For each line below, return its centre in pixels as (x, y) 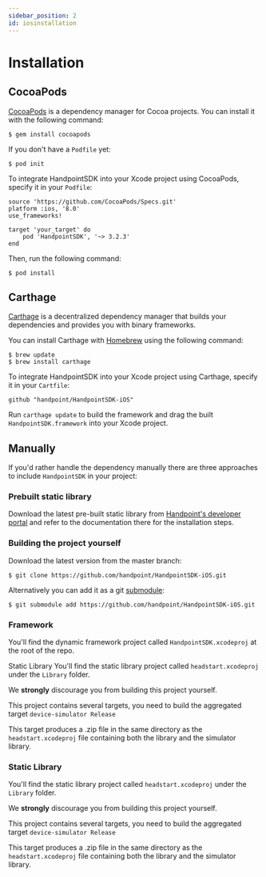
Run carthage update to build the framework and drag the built (111, 415)
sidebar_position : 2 (43, 16)
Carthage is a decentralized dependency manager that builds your (117, 317)
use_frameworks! (35, 215)
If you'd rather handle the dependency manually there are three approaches (133, 468)
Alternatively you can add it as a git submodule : (87, 590)
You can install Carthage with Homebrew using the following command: (126, 341)
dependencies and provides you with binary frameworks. (102, 325)
